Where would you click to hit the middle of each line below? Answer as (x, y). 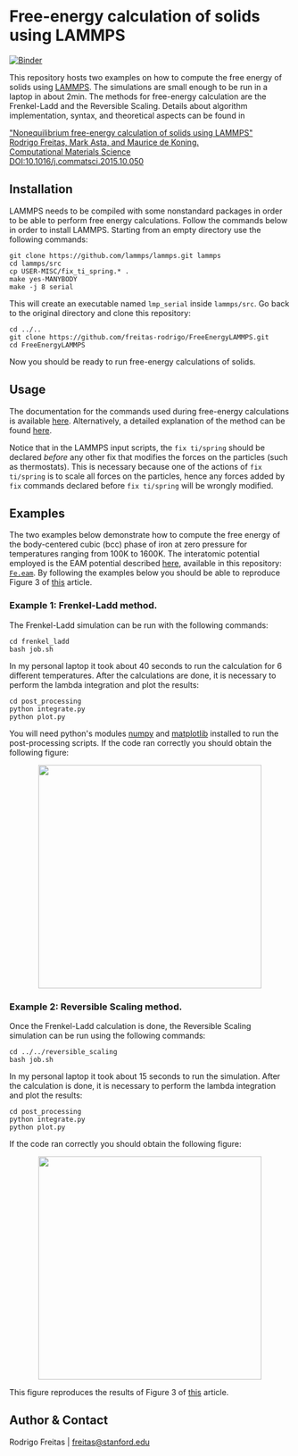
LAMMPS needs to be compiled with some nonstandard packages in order (146, 211)
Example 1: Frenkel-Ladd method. (83, 606)
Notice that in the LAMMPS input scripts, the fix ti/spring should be (137, 448)
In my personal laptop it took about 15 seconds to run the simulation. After (145, 1076)
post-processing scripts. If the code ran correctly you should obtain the (141, 742)
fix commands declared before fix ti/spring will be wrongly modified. (141, 485)
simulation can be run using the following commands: (108, 1035)
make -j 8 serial (41, 287)
